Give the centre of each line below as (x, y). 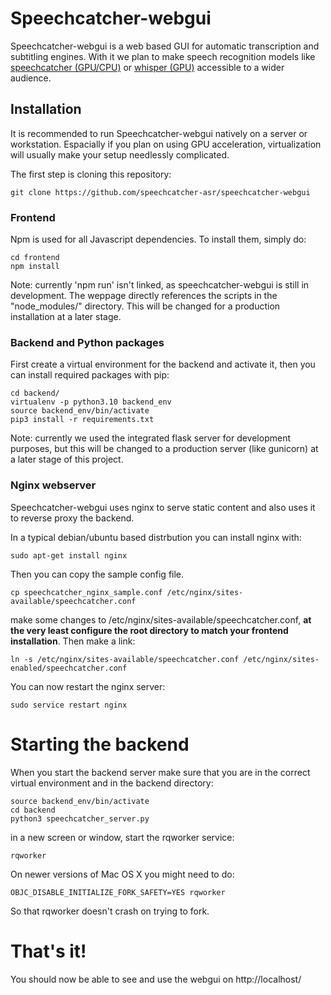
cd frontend (35, 258)
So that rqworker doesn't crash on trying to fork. (110, 911)
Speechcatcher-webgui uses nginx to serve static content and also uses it (163, 507)
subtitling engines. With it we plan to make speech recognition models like (163, 56)
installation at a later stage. (66, 317)
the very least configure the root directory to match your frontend (149, 630)
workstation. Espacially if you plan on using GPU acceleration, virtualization (166, 144)
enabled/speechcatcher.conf (69, 668)
